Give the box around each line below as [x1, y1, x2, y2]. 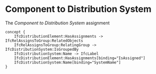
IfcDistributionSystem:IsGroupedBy [5, 47, 79, 52]
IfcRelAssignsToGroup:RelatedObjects [5, 38, 83, 43]
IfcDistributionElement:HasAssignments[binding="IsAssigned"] [14, 56, 146, 61]
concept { [5, 29, 26, 34]
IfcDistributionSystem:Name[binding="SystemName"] [14, 60, 121, 65]
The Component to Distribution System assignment [5, 20, 110, 26]
